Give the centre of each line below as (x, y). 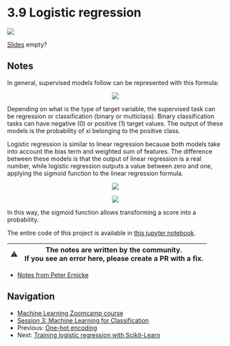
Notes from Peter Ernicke (53, 275)
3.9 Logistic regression (74, 13)
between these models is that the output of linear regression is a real (104, 159)
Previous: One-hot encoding (57, 327)
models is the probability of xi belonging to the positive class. (94, 130)
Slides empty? (27, 44)
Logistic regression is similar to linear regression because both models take (114, 144)
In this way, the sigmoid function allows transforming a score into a (102, 212)
